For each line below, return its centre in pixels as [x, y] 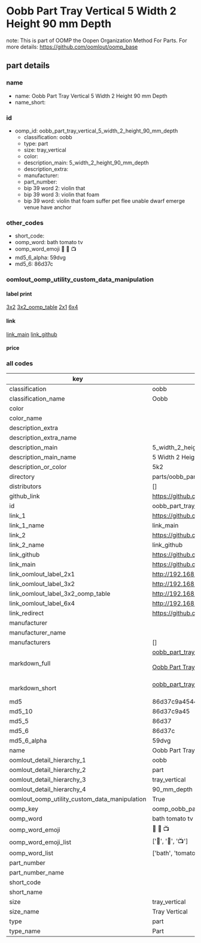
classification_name [37, 399]
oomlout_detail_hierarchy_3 [48, 780]
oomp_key [24, 809]
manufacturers [30, 642]
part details [28, 66]
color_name [26, 418]
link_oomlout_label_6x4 [42, 603]
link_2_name [27, 545]
